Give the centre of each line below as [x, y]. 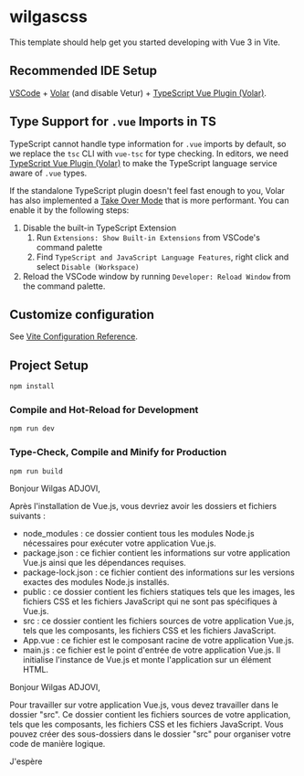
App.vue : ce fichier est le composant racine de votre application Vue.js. [158, 641]
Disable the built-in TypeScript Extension [100, 228]
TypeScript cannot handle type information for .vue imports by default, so [148, 144]
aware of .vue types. [48, 173]
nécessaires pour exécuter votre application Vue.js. [119, 543]
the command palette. [64, 286]
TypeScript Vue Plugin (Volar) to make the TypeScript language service [143, 163]
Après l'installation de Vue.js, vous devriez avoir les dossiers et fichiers [143, 506]
